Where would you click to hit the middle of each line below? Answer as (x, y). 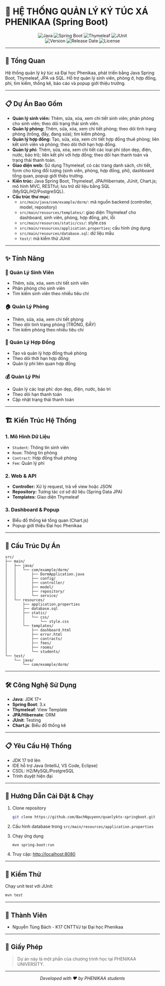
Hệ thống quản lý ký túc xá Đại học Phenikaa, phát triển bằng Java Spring (80, 73)
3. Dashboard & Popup (32, 510)
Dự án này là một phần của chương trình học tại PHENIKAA (77, 959)
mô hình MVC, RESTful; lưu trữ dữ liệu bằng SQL (61, 186)
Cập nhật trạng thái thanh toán (43, 400)
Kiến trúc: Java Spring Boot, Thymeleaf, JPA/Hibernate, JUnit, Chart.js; (84, 181)
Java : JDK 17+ (27, 699)
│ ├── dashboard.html (38, 630)
